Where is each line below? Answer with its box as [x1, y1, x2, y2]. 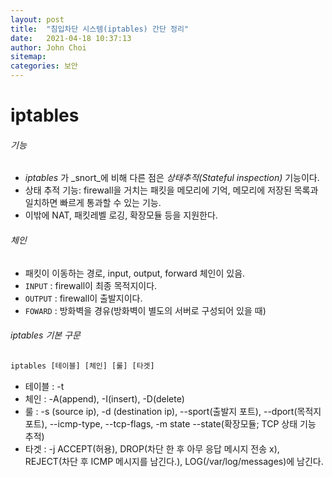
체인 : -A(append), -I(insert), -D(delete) [24, 392, 185, 405]
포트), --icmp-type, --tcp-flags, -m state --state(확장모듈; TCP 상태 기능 [24, 417, 317, 430]
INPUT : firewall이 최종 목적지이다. [24, 279, 158, 291]
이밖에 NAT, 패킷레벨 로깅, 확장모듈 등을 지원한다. [24, 209, 218, 221]
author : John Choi [10, 42, 87, 53]
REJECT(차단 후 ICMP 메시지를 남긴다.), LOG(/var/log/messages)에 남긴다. [24, 455, 324, 467]
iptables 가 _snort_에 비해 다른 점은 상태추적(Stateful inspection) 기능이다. [24, 172, 320, 184]
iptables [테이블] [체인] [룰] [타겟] [10, 361, 155, 371]
